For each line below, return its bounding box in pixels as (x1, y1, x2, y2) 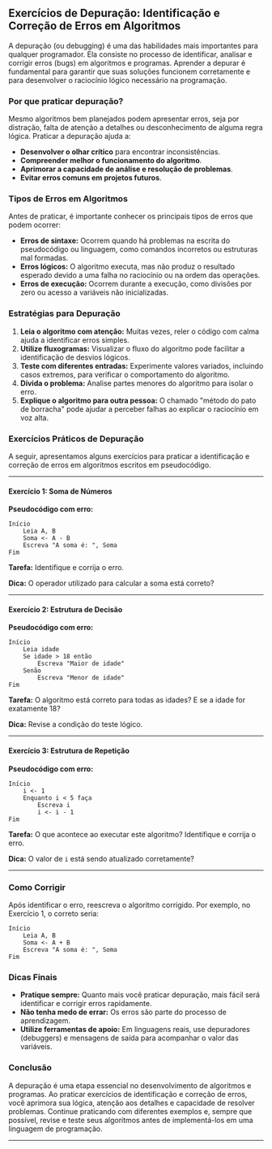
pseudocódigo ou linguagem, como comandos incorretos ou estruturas (19, 244, 258, 254)
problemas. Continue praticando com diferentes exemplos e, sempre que (8, 1106, 253, 1116)
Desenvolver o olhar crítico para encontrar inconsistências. (19, 147, 221, 157)
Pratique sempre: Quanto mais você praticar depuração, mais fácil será (19, 990, 261, 1000)
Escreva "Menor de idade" (37, 674, 125, 682)
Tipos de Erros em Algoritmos (8, 193, 128, 205)
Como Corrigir (8, 881, 66, 892)
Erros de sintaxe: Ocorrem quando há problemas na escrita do (19, 235, 231, 246)
